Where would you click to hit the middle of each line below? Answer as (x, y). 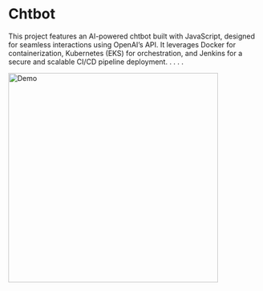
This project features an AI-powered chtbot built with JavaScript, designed (131, 36)
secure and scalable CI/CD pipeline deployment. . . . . (96, 62)
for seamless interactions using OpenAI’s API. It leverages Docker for (122, 44)
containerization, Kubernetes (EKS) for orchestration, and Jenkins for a (125, 53)
